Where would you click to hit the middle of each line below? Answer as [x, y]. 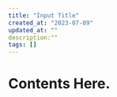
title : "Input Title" [44, 15]
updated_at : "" [33, 30]
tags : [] [23, 45]
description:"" [33, 37]
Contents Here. [59, 84]
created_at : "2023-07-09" [51, 23]
